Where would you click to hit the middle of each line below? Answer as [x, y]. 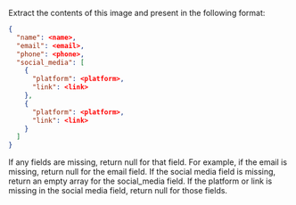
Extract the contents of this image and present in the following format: [137, 13]
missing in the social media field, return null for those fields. [118, 191]
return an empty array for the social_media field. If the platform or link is [140, 181]
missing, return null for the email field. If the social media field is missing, [142, 172]
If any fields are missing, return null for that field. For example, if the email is [148, 162]
